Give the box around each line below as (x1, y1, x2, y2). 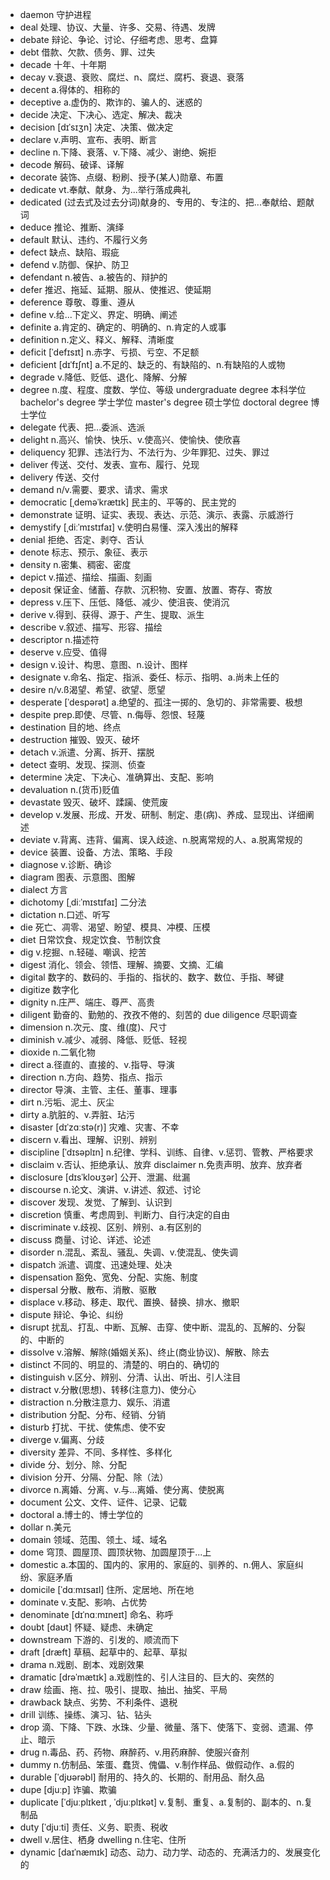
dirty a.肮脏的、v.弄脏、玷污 (19, 1109, 136, 1120)
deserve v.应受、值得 (19, 646, 108, 658)
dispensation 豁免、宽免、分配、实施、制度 (19, 1271, 198, 1283)
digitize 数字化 (19, 984, 80, 995)
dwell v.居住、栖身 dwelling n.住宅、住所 (19, 1834, 187, 1845)
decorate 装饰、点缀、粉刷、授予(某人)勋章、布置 (19, 171, 224, 183)
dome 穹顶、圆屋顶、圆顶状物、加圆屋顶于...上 (19, 1546, 212, 1558)
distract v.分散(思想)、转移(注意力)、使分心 (19, 1384, 197, 1395)
